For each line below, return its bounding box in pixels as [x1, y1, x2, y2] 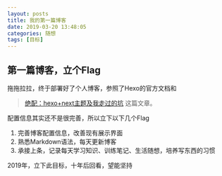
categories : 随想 [7, 29, 56, 37]
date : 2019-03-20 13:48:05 [7, 23, 87, 30]
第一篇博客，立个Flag [7, 64, 101, 76]
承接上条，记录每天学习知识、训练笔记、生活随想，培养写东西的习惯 [17, 146, 216, 154]
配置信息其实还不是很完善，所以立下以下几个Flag [7, 114, 150, 122]
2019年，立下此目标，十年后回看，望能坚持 [7, 161, 132, 169]
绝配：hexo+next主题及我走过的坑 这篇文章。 [24, 99, 156, 107]
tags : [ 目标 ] [7, 36, 44, 43]
